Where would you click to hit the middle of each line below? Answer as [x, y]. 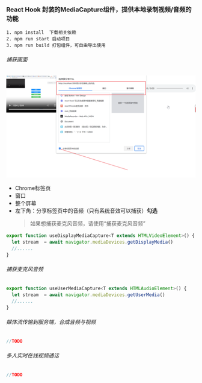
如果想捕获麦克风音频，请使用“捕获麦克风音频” [87, 224]
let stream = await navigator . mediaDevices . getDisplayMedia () [92, 242]
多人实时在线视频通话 [32, 356]
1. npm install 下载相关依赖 [41, 33]
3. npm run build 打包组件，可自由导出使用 [56, 46]
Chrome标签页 [33, 188]
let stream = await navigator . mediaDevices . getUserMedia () [88, 295]
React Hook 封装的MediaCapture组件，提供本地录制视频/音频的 [99, 9]
